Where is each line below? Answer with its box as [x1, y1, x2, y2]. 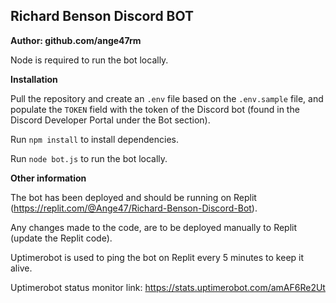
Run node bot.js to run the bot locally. [10, 152, 168, 164]
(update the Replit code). [10, 232, 113, 244]
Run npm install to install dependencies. [10, 133, 179, 145]
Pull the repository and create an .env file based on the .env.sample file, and [10, 92, 324, 104]
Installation [10, 73, 58, 85]
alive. [10, 262, 33, 274]
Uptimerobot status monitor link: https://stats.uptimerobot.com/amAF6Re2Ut [10, 281, 326, 293]
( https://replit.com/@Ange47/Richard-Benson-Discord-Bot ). [10, 202, 258, 214]
